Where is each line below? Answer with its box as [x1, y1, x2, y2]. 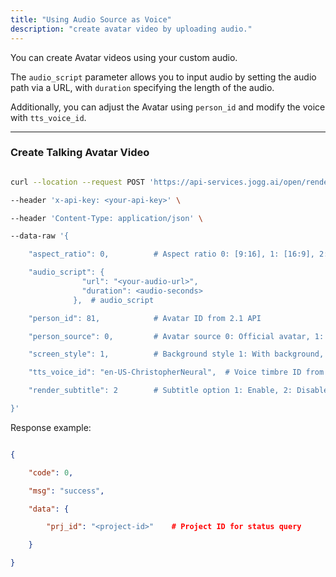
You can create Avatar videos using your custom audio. [10, 51, 238, 63]
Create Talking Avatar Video [10, 146, 150, 160]
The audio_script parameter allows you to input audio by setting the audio [10, 71, 317, 83]
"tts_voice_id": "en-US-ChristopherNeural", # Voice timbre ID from [28, 367, 325, 378]
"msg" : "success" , [28, 486, 105, 496]
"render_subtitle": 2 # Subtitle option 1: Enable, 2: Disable [28, 386, 329, 396]
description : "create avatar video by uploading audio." [10, 24, 253, 34]
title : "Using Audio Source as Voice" [10, 14, 172, 25]
